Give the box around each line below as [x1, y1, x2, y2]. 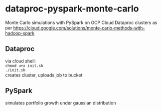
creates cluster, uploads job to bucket [5, 72, 83, 78]
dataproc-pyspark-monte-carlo [5, 3, 139, 14]
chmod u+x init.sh [5, 63, 43, 68]
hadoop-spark [5, 30, 35, 36]
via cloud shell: [5, 58, 36, 64]
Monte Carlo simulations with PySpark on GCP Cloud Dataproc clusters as [5, 19, 158, 25]
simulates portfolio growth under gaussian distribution [5, 99, 116, 105]
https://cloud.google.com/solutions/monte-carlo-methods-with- [13, 24, 145, 30]
